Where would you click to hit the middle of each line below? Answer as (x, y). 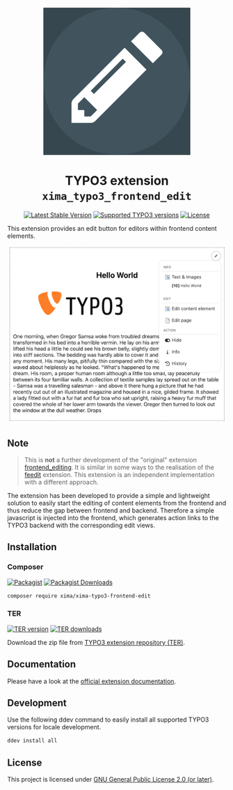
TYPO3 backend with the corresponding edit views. (81, 525)
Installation (32, 547)
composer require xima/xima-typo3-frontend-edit (79, 596)
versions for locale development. (54, 727)
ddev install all (32, 741)
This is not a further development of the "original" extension (110, 459)
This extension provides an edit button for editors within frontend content (112, 228)
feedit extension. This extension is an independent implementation (119, 474)
